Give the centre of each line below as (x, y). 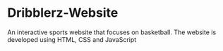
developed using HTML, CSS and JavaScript (72, 39)
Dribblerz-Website (63, 13)
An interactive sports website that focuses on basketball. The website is (112, 32)
